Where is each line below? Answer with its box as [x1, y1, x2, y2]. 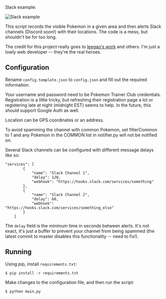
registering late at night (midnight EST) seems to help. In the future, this [5, 102, 151, 108]
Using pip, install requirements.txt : [5, 261, 77, 267]
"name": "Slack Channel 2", [31, 192, 90, 197]
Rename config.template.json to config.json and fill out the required [5, 77, 147, 83]
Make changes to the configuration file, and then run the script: [5, 279, 135, 285]
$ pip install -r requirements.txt [5, 271, 79, 276]
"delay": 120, [31, 175, 61, 180]
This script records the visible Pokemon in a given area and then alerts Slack [5, 23, 162, 29]
